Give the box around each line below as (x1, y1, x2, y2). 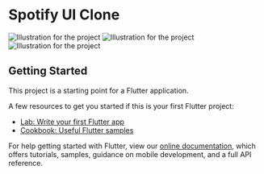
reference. (8, 158, 43, 168)
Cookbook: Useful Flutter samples (19, 125, 134, 135)
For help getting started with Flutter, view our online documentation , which (8, 141, 257, 151)
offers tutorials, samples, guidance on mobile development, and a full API (8, 149, 252, 159)
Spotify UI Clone (8, 6, 120, 24)
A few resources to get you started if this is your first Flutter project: (8, 101, 234, 110)
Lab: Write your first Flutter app (19, 117, 125, 126)
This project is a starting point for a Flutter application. (8, 85, 189, 95)
